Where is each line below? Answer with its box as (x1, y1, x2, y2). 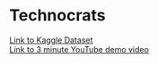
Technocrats (9, 5, 106, 26)
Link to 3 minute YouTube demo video (9, 43, 150, 54)
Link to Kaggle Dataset (9, 35, 93, 45)
